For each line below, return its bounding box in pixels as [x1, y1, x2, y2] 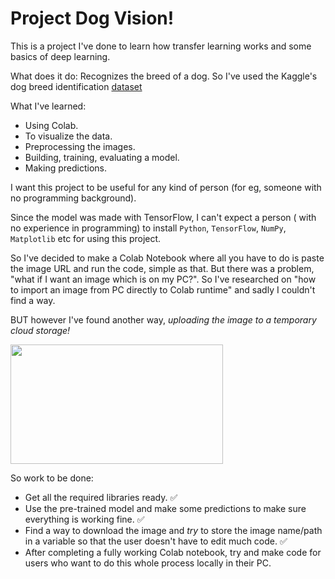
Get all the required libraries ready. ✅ [24, 491, 178, 503]
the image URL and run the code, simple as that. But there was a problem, [10, 262, 315, 274]
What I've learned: [10, 100, 87, 112]
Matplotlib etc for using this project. [10, 232, 162, 244]
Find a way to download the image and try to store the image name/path [24, 524, 323, 536]
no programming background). [10, 192, 137, 204]
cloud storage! [10, 324, 71, 336]
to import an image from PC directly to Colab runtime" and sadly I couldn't [10, 283, 316, 296]
